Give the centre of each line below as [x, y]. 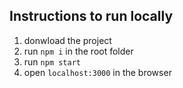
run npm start [52, 61]
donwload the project [67, 40]
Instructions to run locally [91, 16]
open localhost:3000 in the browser [97, 72]
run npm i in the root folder [78, 51]
